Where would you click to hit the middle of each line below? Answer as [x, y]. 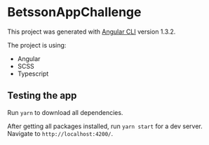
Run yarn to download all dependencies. [65, 112]
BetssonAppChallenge [74, 12]
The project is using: [37, 45]
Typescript [33, 74]
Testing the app [42, 96]
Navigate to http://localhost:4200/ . [60, 133]
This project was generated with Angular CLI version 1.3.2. [92, 32]
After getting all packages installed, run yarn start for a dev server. [105, 126]
